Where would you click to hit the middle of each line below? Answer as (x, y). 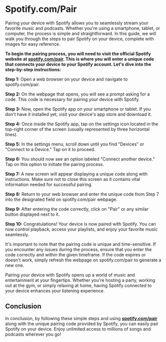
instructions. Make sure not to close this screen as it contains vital (73, 179)
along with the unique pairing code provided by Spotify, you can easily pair (82, 324)
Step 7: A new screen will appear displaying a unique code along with (76, 174)
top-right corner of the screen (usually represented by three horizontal (78, 129)
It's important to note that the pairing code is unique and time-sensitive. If (81, 244)
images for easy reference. (33, 44)
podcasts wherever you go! (33, 334)
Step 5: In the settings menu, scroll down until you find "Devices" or (75, 144)
